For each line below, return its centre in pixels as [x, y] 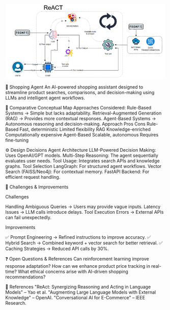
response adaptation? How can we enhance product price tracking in [78, 266]
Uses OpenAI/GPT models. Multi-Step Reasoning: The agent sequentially [82, 155]
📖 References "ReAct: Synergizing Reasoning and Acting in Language [78, 287]
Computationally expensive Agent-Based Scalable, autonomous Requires [82, 134]
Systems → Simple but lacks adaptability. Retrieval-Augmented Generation [83, 113]
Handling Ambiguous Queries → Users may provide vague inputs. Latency [83, 206]
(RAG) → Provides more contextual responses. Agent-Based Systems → [81, 118]
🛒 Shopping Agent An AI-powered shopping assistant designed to [74, 87]
